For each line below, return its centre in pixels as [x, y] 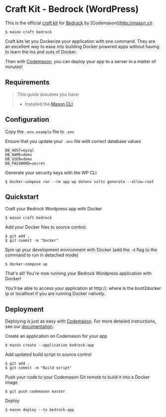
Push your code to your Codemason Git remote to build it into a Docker [78, 377]
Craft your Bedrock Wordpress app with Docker [54, 209]
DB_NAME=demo [19, 155]
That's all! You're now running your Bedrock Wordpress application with [79, 273]
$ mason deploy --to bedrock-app [40, 410]
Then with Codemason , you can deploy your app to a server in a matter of [81, 61]
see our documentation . [29, 327]
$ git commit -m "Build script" [38, 368]
